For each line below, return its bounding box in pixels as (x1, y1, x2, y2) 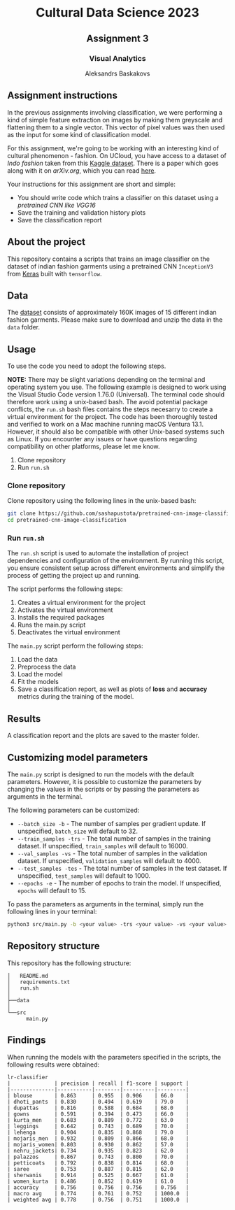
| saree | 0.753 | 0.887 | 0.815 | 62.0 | (7, 1165, 190, 1172)
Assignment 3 (86, 32, 149, 44)
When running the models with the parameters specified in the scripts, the (7, 1053, 222, 1061)
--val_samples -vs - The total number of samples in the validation (17, 849, 208, 857)
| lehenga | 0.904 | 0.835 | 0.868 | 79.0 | (7, 1129, 190, 1136)
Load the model (17, 670, 63, 678)
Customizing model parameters (7, 751, 148, 763)
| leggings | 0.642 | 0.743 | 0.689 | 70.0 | (7, 1123, 190, 1130)
